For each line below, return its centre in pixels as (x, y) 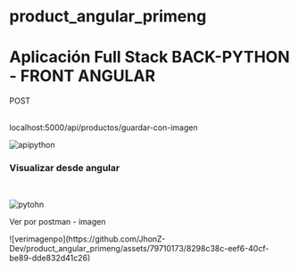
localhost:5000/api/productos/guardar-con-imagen (103, 127)
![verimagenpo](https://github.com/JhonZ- (87, 239)
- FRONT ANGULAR (83, 76)
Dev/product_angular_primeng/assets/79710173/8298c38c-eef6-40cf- (139, 249)
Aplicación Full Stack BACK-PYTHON (149, 57)
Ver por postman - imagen (58, 222)
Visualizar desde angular (65, 168)
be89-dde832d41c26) (50, 258)
